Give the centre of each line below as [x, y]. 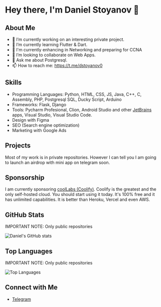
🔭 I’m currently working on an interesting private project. [68, 39]
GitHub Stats [25, 215]
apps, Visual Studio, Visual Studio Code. [52, 115]
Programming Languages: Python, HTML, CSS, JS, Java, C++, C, [77, 94]
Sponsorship [25, 178]
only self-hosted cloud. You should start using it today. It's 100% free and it [80, 194]
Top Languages [29, 251]
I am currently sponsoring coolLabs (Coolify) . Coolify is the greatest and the [81, 189]
